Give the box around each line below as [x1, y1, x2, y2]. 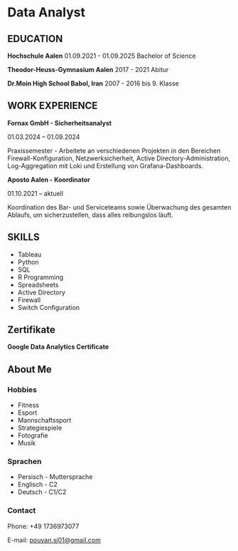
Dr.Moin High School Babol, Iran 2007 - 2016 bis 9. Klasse [7, 79, 180, 88]
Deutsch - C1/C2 [17, 488, 67, 496]
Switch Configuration [17, 303, 80, 311]
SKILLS [7, 231, 40, 243]
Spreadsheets [17, 280, 59, 289]
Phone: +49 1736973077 [7, 522, 80, 530]
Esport [17, 408, 38, 417]
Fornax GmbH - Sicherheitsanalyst [7, 118, 112, 127]
